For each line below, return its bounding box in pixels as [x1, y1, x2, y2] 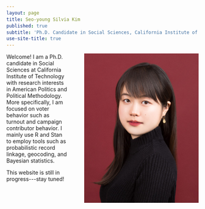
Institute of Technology [6, 73, 65, 80]
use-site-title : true [6, 35, 62, 42]
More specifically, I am [6, 98, 63, 106]
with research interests [6, 79, 64, 87]
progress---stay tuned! [6, 175, 65, 183]
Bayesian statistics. [6, 157, 55, 164]
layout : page [6, 10, 40, 16]
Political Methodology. [6, 92, 63, 100]
